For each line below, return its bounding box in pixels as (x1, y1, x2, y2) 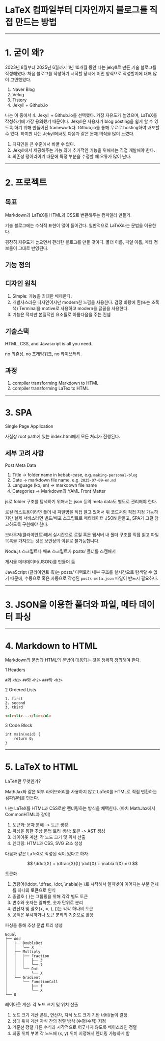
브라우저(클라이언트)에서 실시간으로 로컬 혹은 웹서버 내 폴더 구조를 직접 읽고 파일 (5, 532, 159, 538)
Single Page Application (5, 423, 54, 429)
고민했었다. (10, 77, 32, 83)
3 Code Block (5, 723, 33, 729)
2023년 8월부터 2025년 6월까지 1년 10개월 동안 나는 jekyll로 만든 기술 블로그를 (5, 64, 157, 70)
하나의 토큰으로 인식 (17, 887, 56, 893)
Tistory (12, 97, 27, 103)
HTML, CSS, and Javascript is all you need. (5, 340, 93, 346)
